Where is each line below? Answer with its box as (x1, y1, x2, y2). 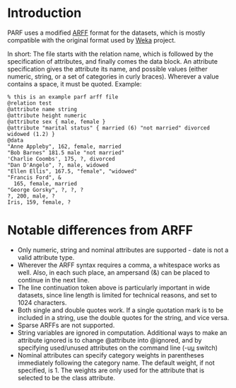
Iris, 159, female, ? (7, 198, 71, 206)
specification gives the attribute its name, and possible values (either (7, 64, 208, 73)
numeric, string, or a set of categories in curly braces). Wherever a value (7, 72, 219, 81)
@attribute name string (7, 105, 78, 113)
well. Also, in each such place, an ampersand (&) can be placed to (17, 268, 211, 277)
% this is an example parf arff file (7, 93, 119, 101)
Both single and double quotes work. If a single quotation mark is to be (17, 306, 224, 314)
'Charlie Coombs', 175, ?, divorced (7, 155, 115, 162)
